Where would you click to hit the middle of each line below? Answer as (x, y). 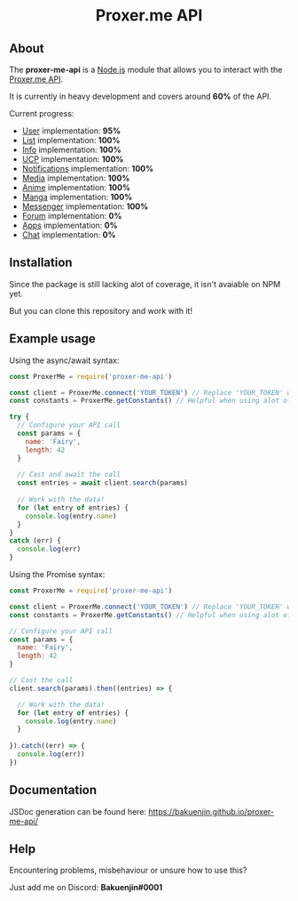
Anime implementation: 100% (76, 187)
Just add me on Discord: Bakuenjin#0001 (86, 888)
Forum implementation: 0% (72, 216)
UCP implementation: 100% (73, 159)
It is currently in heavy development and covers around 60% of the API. (141, 96)
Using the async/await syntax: (64, 360)
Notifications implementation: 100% (87, 169)
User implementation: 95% (71, 131)
